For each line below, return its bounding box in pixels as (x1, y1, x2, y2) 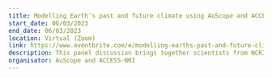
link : (8, 42, 27, 50)
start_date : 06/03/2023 (8, 19, 89, 27)
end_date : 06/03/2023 (8, 26, 82, 34)
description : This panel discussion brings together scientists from (8, 49, 249, 57)
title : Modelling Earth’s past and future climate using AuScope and (8, 11, 249, 20)
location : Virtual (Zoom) (8, 34, 96, 43)
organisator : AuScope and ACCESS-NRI (8, 57, 136, 65)
